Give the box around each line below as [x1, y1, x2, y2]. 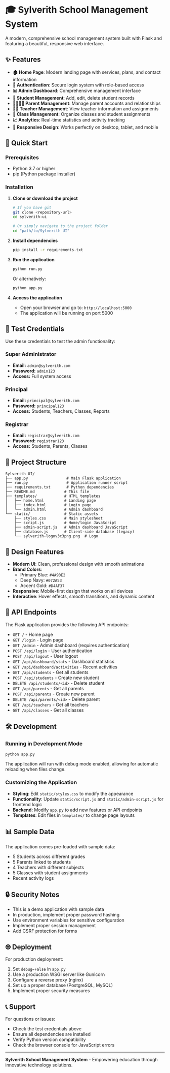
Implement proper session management [12, 923, 96, 929]
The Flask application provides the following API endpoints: [5, 621, 129, 628]
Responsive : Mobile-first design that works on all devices [12, 588, 134, 594]
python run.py [12, 266, 42, 271]
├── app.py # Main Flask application [5, 476, 121, 481]
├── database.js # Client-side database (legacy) [14, 529, 135, 534]
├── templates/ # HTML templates [5, 494, 101, 499]
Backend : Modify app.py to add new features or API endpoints [12, 807, 143, 813]
